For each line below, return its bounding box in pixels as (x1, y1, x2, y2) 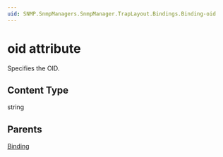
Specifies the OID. (7, 64, 60, 73)
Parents (7, 123, 42, 135)
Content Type (7, 84, 69, 96)
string (7, 103, 25, 111)
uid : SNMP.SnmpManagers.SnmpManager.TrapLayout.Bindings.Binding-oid (7, 10, 217, 18)
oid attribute (7, 40, 81, 56)
